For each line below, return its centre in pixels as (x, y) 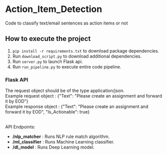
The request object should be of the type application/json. (65, 90)
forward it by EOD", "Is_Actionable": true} (47, 112)
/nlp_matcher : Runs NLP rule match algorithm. (61, 136)
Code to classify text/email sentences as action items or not (67, 23)
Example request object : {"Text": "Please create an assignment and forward (84, 96)
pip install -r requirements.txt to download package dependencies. (86, 50)
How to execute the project (48, 39)
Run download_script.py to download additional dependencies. (77, 56)
